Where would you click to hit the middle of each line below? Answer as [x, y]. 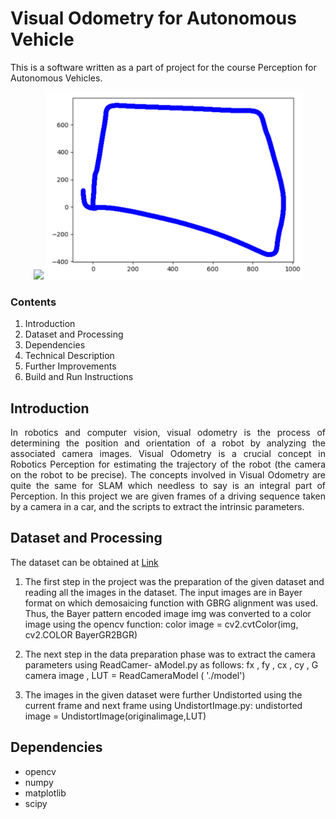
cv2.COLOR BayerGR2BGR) [81, 634]
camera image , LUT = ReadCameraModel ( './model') [135, 675]
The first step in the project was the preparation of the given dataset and [174, 581]
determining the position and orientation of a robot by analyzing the [168, 443]
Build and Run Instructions [79, 377]
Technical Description [69, 356]
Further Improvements [70, 366]
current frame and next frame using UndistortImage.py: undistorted [163, 705]
